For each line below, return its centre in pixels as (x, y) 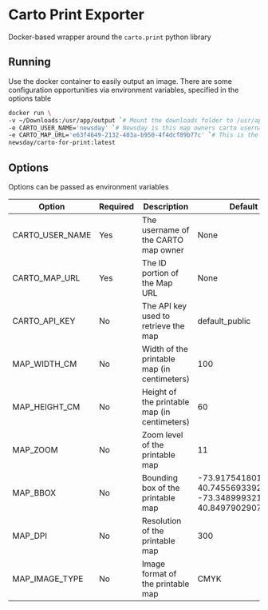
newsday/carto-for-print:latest (62, 143)
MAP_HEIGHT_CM (46, 407)
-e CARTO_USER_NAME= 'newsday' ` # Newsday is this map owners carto (123, 128)
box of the (161, 488)
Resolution (162, 520)
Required (116, 206)
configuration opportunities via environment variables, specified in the (124, 90)
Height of (159, 392)
